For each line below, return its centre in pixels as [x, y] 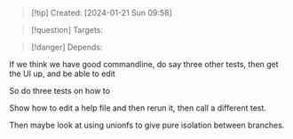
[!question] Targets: [67, 30]
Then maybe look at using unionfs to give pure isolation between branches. [147, 125]
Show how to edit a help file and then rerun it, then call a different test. [138, 108]
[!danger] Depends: [67, 47]
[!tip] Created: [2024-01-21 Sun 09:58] [102, 13]
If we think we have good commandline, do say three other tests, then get [144, 64]
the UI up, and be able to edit [62, 73]
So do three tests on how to [60, 91]
